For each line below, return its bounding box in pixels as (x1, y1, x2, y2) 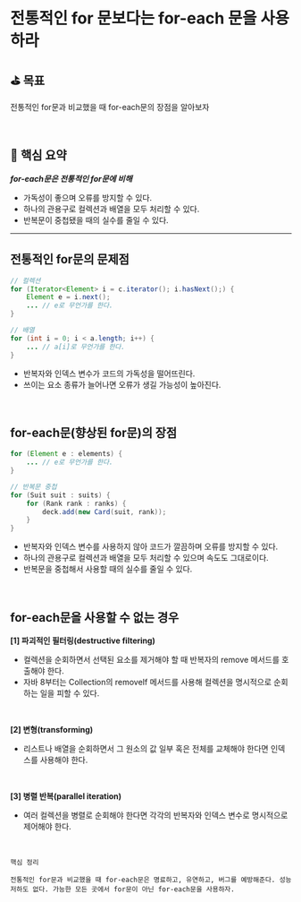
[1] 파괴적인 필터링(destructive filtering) (10, 635, 155, 646)
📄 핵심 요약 (10, 148, 68, 163)
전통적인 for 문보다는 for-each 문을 (10, 8, 257, 29)
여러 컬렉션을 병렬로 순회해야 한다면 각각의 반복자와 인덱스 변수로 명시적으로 (22, 810, 288, 820)
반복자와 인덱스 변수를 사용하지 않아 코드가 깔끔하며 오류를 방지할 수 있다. (22, 541, 279, 552)
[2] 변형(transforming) (10, 725, 94, 734)
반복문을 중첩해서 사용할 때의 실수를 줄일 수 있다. (22, 563, 193, 574)
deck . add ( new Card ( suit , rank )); (42, 507, 167, 516)
